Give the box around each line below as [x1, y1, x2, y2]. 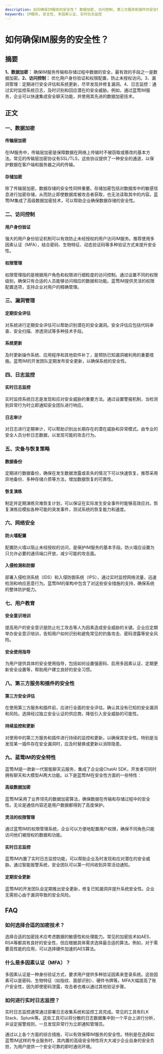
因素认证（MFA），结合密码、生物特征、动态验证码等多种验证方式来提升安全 [5, 242, 157, 248]
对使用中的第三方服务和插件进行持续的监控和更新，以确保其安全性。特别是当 [5, 734, 158, 741]
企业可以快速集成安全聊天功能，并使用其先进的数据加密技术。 [13, 93, 137, 99]
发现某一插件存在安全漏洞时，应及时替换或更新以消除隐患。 [5, 741, 124, 747]
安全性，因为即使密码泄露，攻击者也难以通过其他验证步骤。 [9, 983, 129, 989]
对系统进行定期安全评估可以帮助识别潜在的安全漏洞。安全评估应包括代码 [5, 322, 149, 328]
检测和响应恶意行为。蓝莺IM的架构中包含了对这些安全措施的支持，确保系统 [5, 580, 155, 586]
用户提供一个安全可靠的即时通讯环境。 [17, 1043, 95, 1049]
